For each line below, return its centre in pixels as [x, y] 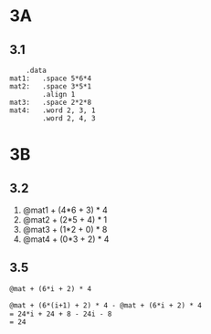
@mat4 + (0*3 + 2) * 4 [66, 239]
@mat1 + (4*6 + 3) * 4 [65, 210]
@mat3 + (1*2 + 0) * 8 [65, 230]
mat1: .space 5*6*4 [51, 78]
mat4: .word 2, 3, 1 [53, 110]
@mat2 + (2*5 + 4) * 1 [65, 219]
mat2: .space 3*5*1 [51, 87]
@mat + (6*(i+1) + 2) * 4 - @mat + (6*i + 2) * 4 [106, 305]
